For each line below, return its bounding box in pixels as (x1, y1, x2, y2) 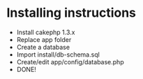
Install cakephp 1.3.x (16, 28, 75, 36)
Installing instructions (6, 5, 137, 21)
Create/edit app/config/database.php (16, 57, 124, 66)
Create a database (16, 43, 70, 51)
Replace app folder (16, 35, 72, 43)
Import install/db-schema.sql (16, 50, 100, 59)
